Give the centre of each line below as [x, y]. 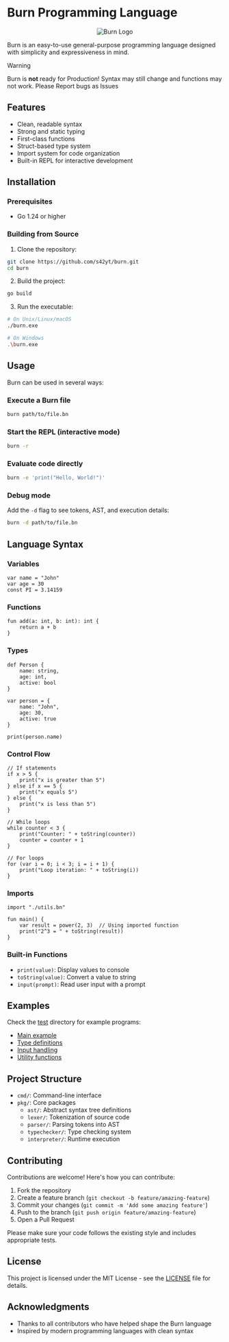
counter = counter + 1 [52, 840]
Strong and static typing [51, 131]
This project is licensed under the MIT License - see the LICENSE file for [109, 1278]
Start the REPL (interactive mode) [64, 432]
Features [26, 108]
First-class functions [46, 138]
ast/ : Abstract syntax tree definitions [79, 1110]
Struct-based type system [54, 146]
